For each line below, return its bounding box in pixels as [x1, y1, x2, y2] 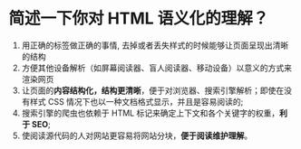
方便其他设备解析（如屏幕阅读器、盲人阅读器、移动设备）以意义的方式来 [21, 62, 292, 73]
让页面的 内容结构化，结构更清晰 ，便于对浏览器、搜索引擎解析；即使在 [21, 85, 285, 96]
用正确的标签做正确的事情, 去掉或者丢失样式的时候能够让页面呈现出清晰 [21, 40, 289, 51]
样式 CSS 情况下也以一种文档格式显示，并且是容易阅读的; [29, 96, 244, 107]
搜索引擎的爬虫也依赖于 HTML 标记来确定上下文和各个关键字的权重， [21, 107, 280, 118]
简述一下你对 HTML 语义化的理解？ [8, 8, 269, 29]
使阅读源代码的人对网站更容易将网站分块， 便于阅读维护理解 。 [21, 130, 253, 141]
